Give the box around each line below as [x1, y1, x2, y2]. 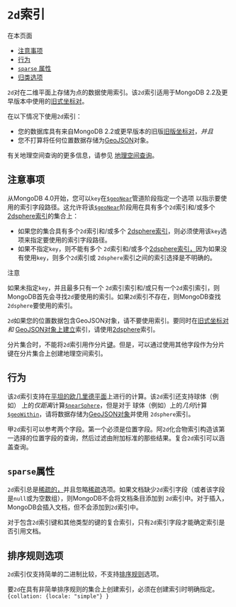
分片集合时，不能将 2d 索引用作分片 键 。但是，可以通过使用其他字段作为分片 [7, 340, 225, 348]
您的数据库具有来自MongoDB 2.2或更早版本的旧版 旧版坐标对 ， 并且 [17, 127, 214, 135]
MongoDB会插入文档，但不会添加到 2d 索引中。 [7, 503, 142, 511]
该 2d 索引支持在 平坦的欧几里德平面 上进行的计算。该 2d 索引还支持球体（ [7, 391, 213, 401]
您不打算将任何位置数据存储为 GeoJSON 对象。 [17, 135, 153, 144]
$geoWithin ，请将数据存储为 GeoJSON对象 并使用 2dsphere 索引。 [7, 409, 195, 418]
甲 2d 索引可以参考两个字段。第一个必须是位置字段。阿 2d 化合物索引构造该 [7, 425, 219, 433]
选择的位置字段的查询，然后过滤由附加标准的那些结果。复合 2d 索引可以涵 [13, 433, 225, 442]
